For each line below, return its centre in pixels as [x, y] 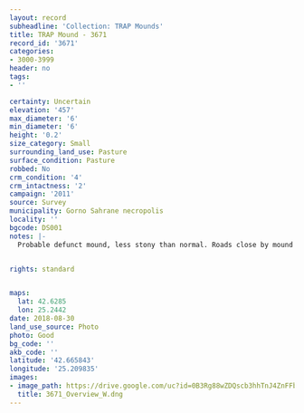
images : [24, 378]
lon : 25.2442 [42, 310]
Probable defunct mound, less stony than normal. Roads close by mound [156, 245]
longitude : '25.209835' [54, 369]
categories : [32, 52]
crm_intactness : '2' [48, 186]
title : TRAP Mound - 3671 [58, 34]
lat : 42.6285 [42, 302]
